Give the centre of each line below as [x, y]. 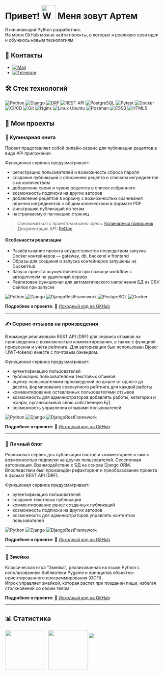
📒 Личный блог [24, 444]
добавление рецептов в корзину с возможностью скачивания [78, 198]
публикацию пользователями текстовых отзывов [64, 376]
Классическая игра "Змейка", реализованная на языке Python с [72, 568]
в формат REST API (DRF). [32, 475]
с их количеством [31, 183]
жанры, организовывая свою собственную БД [61, 402]
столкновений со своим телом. [38, 588]
